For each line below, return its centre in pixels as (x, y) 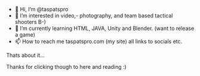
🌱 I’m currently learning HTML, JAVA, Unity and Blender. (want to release (104, 28)
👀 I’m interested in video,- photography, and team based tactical (94, 16)
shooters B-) (30, 22)
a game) (25, 35)
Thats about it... (25, 55)
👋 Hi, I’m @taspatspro (41, 9)
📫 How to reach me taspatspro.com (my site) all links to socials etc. (99, 41)
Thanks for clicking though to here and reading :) (66, 67)
